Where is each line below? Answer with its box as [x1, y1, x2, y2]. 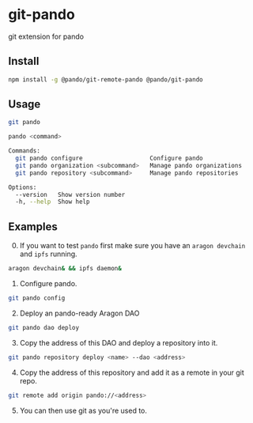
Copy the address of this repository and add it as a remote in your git [19, 368, 245, 377]
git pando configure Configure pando [15, 154, 203, 163]
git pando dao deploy [8, 323, 80, 331]
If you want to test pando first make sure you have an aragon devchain [19, 241, 246, 251]
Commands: [8, 147, 41, 155]
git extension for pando [8, 32, 85, 41]
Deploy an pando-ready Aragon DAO [19, 308, 140, 318]
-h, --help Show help [15, 198, 90, 206]
